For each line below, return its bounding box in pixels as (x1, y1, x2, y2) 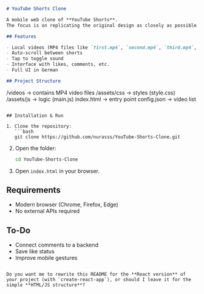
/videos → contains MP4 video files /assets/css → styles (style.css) (6, 89, 176, 96)
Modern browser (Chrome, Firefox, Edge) (15, 201, 118, 208)
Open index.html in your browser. (15, 167, 100, 175)
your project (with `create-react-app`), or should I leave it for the (6, 277, 191, 283)
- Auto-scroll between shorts (6, 50, 83, 56)
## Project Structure (6, 78, 61, 84)
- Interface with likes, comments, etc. (6, 61, 110, 68)
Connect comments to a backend (15, 241, 99, 249)
